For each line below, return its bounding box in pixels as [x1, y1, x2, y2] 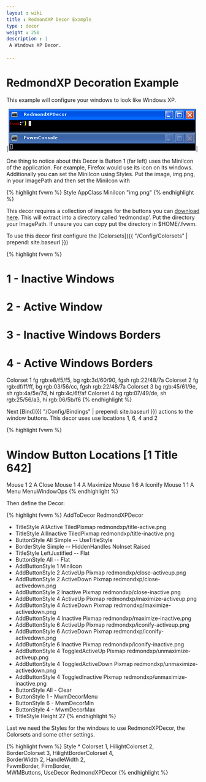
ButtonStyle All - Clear [15, 686, 72, 694]
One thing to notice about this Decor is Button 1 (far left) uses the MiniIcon [6, 157, 194, 165]
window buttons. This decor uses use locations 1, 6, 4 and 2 [6, 414, 158, 422]
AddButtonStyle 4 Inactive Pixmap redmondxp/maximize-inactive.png [15, 614, 192, 622]
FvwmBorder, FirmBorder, [6, 762, 72, 770]
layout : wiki [6, 10, 43, 16]
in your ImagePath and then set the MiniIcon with [6, 177, 130, 184]
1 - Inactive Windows [6, 272, 115, 285]
